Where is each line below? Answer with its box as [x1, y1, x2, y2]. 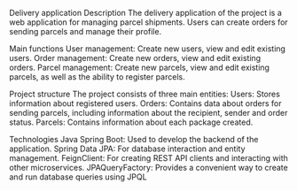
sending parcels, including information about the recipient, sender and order [9, 108, 288, 118]
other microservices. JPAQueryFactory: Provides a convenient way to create [9, 163, 288, 172]
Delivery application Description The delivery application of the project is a [9, 8, 282, 18]
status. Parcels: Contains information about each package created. [9, 117, 254, 127]
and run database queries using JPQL [9, 172, 148, 182]
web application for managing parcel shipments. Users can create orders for [9, 17, 288, 27]
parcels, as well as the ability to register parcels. [9, 72, 185, 82]
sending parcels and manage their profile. [9, 27, 162, 36]
